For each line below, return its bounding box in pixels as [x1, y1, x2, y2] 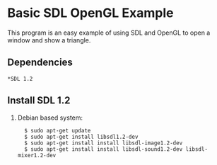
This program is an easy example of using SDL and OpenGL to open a [7, 28, 211, 37]
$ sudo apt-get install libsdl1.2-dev [24, 133, 139, 140]
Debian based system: [17, 113, 83, 122]
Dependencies [7, 57, 73, 69]
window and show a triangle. [7, 35, 91, 44]
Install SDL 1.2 [7, 94, 71, 107]
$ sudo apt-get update [24, 127, 91, 134]
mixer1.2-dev [17, 152, 57, 159]
